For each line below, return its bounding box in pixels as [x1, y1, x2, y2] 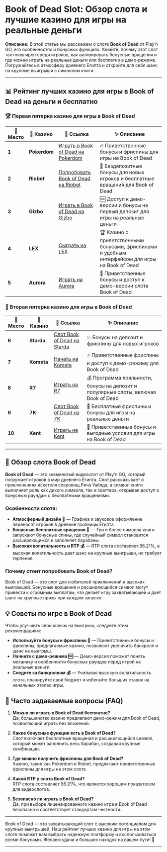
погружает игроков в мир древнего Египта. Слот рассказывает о [5, 476, 144, 482]
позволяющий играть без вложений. [12, 720, 90, 726]
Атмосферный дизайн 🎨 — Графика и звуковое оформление [12, 516, 143, 522]
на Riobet [58, 181, 81, 188]
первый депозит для [99, 208, 149, 215]
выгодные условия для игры [86, 429, 156, 436]
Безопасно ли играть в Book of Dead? [12, 796, 94, 802]
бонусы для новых [99, 169, 145, 176]
